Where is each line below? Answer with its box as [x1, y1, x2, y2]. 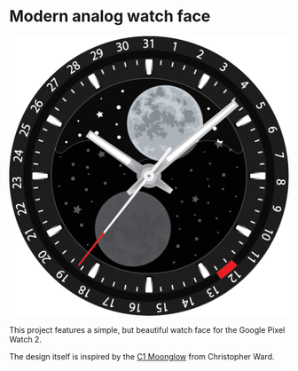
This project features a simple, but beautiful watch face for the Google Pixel [9, 324, 286, 335]
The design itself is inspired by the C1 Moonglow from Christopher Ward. [9, 351, 275, 361]
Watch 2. [9, 334, 43, 344]
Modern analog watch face [9, 6, 211, 27]
